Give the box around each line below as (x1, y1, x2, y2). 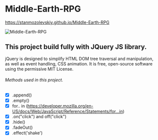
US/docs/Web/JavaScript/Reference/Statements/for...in (12, 109, 123, 114)
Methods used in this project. (5, 77, 63, 83)
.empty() (12, 98, 30, 104)
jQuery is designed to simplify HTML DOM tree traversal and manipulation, (5, 56, 154, 62)
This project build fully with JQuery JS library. (5, 43, 147, 51)
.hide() (12, 119, 26, 125)
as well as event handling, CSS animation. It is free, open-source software (5, 61, 153, 66)
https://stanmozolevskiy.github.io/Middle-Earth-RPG (5, 19, 110, 25)
